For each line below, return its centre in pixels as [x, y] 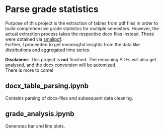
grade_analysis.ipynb [40, 114]
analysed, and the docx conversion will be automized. [61, 65]
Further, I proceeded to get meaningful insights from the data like [73, 44]
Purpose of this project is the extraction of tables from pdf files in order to [82, 23]
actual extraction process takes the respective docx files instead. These [80, 34]
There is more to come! [29, 70]
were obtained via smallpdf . [34, 39]
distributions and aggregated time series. [48, 50]
